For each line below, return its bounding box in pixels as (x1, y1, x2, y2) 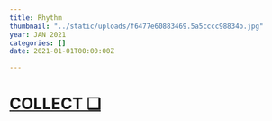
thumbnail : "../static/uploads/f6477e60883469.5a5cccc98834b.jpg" (9, 22, 264, 31)
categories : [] (9, 38, 67, 48)
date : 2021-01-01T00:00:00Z (9, 47, 115, 56)
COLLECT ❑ (9, 94, 102, 114)
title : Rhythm (9, 13, 63, 23)
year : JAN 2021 (9, 30, 67, 39)
